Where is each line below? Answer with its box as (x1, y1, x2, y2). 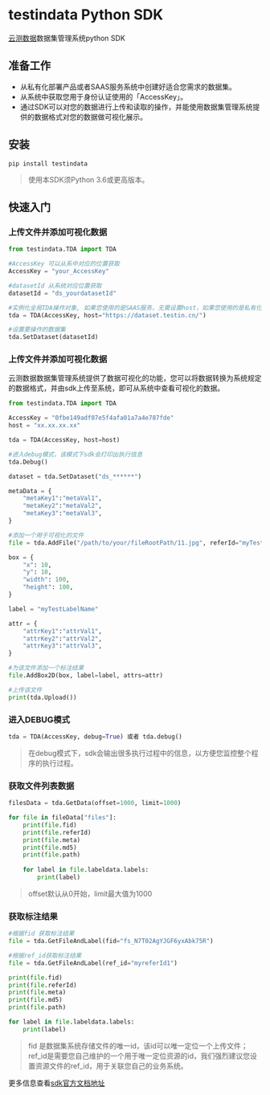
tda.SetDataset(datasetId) (8, 333, 99, 341)
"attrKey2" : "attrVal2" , (22, 635, 103, 643)
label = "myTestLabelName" (8, 605, 99, 613)
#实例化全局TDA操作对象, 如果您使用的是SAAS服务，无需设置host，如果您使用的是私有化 (8, 304, 263, 312)
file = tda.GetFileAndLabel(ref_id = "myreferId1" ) (8, 958, 178, 967)
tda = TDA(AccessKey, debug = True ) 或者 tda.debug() (8, 733, 182, 741)
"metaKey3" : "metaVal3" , (22, 509, 103, 517)
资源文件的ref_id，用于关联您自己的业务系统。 (35, 1060, 188, 1070)
